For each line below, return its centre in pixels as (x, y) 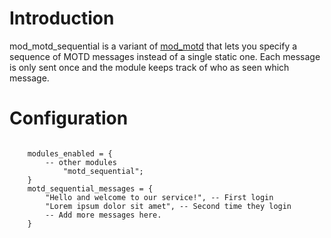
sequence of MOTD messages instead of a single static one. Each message (165, 56)
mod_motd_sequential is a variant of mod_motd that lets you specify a (153, 46)
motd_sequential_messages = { (90, 188)
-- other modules (81, 162)
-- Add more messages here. (103, 215)
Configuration (69, 118)
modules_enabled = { (70, 153)
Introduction (62, 18)
